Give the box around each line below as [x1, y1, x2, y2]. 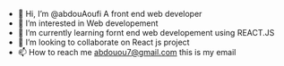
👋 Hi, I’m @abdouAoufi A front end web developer [17, 9, 202, 19]
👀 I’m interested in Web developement [17, 18, 159, 29]
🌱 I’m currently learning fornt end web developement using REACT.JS [17, 28, 275, 37]
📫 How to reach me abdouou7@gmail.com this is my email [17, 47, 237, 57]
